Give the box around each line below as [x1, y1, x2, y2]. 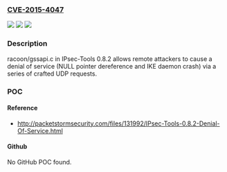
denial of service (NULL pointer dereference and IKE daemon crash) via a [7, 62, 217, 70]
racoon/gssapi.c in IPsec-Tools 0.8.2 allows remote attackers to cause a [7, 54, 212, 63]
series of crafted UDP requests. [7, 69, 98, 78]
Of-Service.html [17, 126, 64, 135]
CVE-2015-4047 [7, 5, 64, 15]
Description [7, 39, 48, 49]
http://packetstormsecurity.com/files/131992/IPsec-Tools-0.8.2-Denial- [17, 119, 220, 128]
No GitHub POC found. [7, 157, 72, 166]
